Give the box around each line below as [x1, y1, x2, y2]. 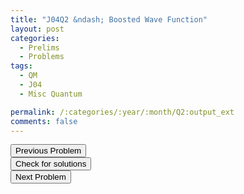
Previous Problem [15, 146, 82, 156]
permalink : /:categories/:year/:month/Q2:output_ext [10, 107, 235, 117]
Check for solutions [15, 159, 87, 170]
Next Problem [15, 172, 67, 183]
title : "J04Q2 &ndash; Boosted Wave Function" [10, 14, 208, 25]
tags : [10, 61, 33, 71]
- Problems [19, 52, 65, 62]
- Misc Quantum [19, 89, 83, 99]
